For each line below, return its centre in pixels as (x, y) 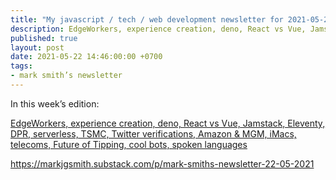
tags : (21, 66)
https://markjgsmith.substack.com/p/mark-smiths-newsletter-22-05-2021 (162, 163)
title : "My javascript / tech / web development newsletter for (147, 19)
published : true (44, 38)
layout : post (37, 47)
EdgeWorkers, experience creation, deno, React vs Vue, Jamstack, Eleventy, (168, 123)
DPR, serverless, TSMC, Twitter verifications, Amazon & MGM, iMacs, (153, 133)
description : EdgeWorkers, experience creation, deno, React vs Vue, (158, 29)
